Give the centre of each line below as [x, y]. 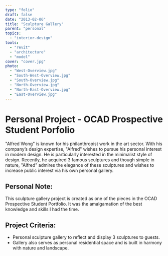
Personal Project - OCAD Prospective [84, 119]
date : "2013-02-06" [26, 19]
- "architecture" [28, 52]
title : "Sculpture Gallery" [35, 24]
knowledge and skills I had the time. [42, 209]
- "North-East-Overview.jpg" [40, 89]
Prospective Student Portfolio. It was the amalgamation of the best [74, 204]
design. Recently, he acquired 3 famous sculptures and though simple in [80, 160]
